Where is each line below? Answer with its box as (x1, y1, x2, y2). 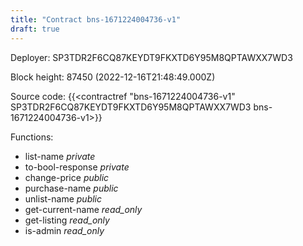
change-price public (24, 171, 110, 183)
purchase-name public (24, 182, 119, 194)
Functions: (10, 131, 54, 143)
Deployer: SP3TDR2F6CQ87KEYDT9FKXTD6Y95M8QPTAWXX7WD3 (10, 51, 293, 63)
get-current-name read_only (24, 203, 143, 215)
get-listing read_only (24, 214, 110, 226)
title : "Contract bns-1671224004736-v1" (10, 14, 182, 25)
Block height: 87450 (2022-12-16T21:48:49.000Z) (10, 71, 216, 83)
